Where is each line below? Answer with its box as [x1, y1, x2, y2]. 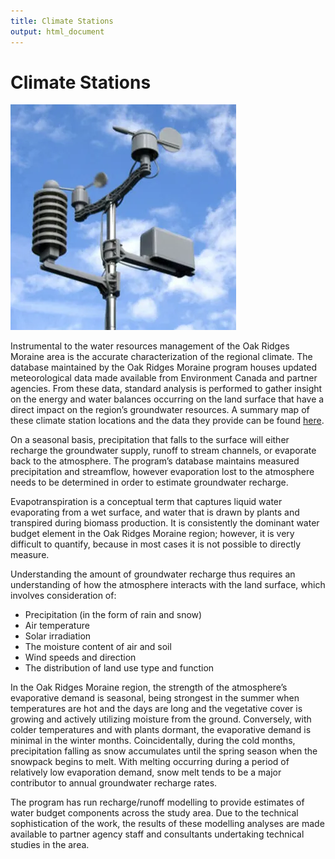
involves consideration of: [10, 590, 117, 602]
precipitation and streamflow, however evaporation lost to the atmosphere [10, 466, 315, 478]
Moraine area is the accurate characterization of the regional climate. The [10, 351, 313, 363]
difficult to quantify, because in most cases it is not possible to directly [10, 538, 302, 550]
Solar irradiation [24, 630, 92, 642]
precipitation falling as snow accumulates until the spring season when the [10, 745, 318, 757]
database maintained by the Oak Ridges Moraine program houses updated [10, 361, 318, 374]
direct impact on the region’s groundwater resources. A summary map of [10, 404, 310, 416]
